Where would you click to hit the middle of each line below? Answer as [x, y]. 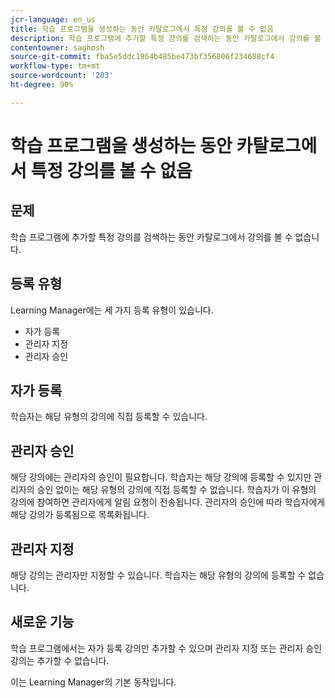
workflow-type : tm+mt [55, 66]
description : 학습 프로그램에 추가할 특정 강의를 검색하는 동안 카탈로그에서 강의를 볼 [166, 38]
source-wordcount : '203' [62, 76]
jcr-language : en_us [53, 19]
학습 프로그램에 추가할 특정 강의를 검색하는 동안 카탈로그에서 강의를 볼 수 [151, 237]
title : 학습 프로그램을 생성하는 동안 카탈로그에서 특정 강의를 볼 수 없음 [142, 29]
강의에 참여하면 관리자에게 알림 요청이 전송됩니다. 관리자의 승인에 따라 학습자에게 [168, 502]
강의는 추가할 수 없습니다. [60, 660]
